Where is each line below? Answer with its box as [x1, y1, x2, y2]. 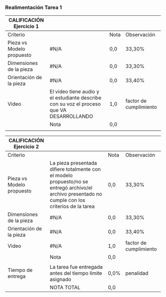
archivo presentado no [49, 191, 102, 198]
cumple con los [49, 197, 85, 204]
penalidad [125, 270, 149, 277]
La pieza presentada [49, 160, 97, 167]
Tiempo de [7, 267, 33, 274]
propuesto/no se [49, 178, 88, 185]
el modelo [49, 172, 73, 179]
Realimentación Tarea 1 [5, 4, 62, 11]
